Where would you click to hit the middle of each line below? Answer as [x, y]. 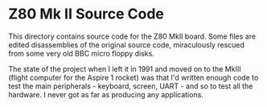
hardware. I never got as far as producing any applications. [106, 94]
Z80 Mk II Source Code [86, 14]
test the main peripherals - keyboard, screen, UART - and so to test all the [131, 86]
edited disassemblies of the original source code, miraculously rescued [127, 44]
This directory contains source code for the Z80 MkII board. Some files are [132, 36]
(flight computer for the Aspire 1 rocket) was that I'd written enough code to [133, 77]
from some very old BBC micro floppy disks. [81, 53]
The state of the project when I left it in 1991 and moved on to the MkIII [125, 68]
